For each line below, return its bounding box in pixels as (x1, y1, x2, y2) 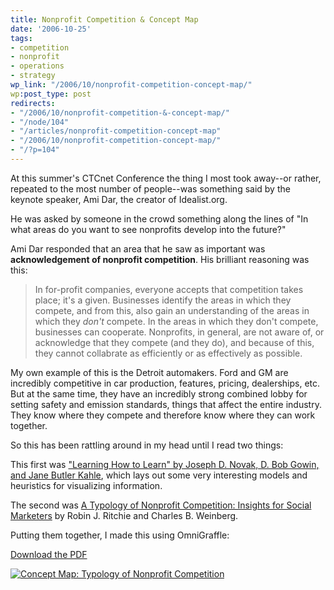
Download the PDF (10, 548, 88, 560)
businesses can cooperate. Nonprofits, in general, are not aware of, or (34, 326, 325, 338)
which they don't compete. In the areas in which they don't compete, (34, 315, 319, 327)
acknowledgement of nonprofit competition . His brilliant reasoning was (10, 253, 310, 265)
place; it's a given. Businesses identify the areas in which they (34, 294, 292, 306)
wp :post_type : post (10, 89, 92, 99)
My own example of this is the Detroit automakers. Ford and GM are (10, 366, 289, 378)
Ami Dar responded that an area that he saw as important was (10, 242, 266, 255)
